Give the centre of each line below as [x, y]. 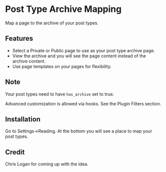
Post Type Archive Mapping [63, 9]
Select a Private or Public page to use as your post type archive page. [83, 50]
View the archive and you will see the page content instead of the [79, 56]
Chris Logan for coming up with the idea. [47, 164]
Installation [23, 119]
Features [19, 39]
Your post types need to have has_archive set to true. [60, 94]
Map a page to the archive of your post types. [52, 23]
